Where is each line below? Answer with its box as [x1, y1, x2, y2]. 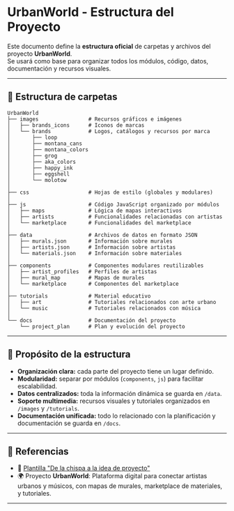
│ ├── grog [7, 152, 58, 159]
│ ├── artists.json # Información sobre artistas [7, 243, 176, 251]
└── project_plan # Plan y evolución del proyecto [19, 323, 186, 330]
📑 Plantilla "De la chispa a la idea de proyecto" [17, 464, 150, 473]
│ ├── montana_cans [7, 140, 82, 147]
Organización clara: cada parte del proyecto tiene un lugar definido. [17, 367, 214, 375]
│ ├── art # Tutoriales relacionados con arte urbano [7, 298, 217, 305]
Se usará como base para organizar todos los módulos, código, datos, [7, 56, 209, 65]
